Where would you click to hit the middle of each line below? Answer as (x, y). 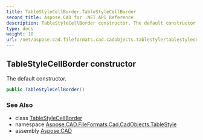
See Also (20, 105)
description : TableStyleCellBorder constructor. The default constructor (101, 23)
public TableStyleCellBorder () (46, 90)
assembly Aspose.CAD (43, 130)
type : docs (20, 29)
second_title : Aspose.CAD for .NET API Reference (70, 17)
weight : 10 (20, 34)
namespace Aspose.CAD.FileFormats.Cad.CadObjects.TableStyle (96, 124)
